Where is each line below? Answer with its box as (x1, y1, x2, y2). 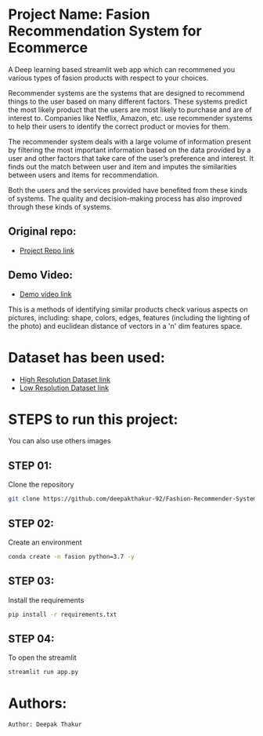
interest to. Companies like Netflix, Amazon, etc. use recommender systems (8, 113, 253, 122)
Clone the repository (8, 480, 74, 490)
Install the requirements (8, 595, 85, 605)
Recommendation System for (8, 22, 202, 40)
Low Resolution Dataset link (19, 383, 110, 392)
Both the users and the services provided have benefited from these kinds (8, 185, 248, 195)
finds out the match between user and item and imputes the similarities (8, 162, 237, 171)
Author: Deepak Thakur (8, 720, 82, 729)
